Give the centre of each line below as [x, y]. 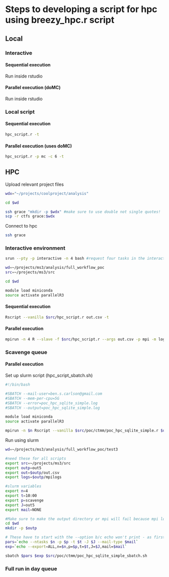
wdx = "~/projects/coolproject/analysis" [47, 193]
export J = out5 [20, 505]
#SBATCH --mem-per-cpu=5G [32, 398]
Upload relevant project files [34, 184]
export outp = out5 [23, 468]
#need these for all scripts [36, 458]
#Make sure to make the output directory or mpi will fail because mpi [82, 519]
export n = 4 [17, 491]
